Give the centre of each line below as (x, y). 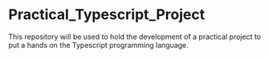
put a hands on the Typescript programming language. (98, 44)
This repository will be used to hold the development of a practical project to (135, 37)
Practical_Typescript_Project (107, 15)
